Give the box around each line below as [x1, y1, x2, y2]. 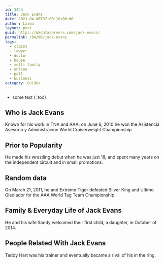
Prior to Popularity [5, 141, 63, 150]
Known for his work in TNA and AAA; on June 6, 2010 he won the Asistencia [5, 121, 160, 127]
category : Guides [5, 80, 41, 85]
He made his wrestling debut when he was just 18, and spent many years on [5, 154, 159, 160]
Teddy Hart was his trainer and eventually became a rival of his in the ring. [5, 252, 156, 258]
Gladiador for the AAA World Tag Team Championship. [5, 192, 116, 198]
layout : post [5, 26, 32, 31]
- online [9, 67, 28, 72]
